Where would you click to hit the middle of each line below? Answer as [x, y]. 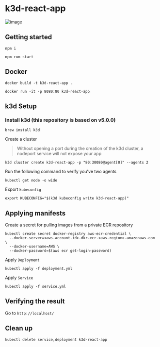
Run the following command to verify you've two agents [61, 172]
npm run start [19, 57]
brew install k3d [23, 130]
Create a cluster [21, 139]
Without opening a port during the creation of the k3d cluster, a [80, 149]
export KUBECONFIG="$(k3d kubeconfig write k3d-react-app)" [67, 198]
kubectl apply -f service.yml [36, 287]
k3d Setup [21, 106]
